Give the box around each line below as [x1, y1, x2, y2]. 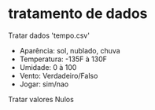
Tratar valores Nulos [8, 94, 75, 104]
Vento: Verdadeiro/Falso [19, 71, 98, 80]
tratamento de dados [8, 5, 148, 23]
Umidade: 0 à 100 [19, 62, 77, 71]
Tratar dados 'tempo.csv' [8, 31, 90, 40]
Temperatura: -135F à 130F [19, 54, 108, 64]
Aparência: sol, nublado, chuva [19, 46, 120, 55]
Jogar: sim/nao [19, 79, 69, 89]
